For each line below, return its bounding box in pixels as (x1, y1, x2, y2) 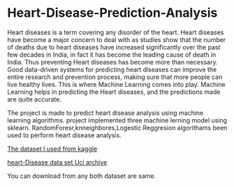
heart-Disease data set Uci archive (7, 158, 108, 166)
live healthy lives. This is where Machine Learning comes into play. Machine (7, 80, 226, 88)
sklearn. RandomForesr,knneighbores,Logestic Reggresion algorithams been (7, 123, 228, 132)
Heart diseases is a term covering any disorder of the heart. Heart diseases (7, 28, 224, 36)
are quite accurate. (7, 95, 61, 103)
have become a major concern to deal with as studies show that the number (7, 35, 226, 43)
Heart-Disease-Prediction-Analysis (7, 5, 218, 21)
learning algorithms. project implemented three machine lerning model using (7, 116, 228, 124)
